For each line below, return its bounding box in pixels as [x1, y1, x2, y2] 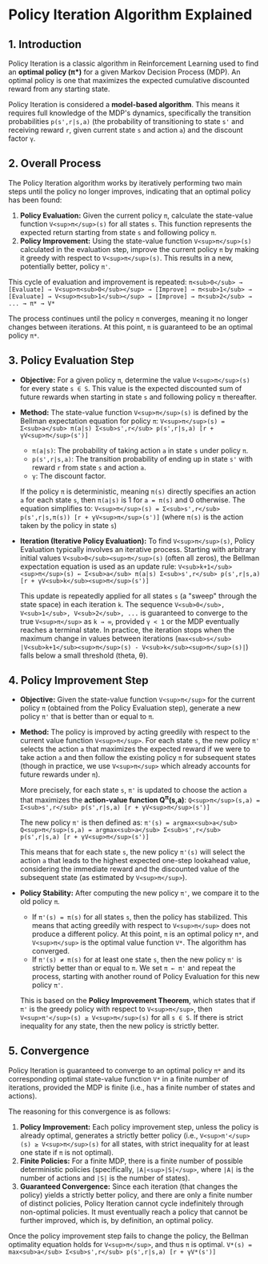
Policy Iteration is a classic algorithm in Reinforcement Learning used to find [8, 58, 259, 68]
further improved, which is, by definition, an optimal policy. [19, 1215, 214, 1225]
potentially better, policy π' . [19, 262, 111, 271]
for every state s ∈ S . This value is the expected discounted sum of [19, 383, 242, 393]
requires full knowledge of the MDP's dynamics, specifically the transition [8, 108, 251, 118]
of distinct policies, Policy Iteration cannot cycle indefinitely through [19, 1198, 244, 1208]
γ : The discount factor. [31, 470, 106, 481]
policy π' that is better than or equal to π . [19, 712, 154, 722]
